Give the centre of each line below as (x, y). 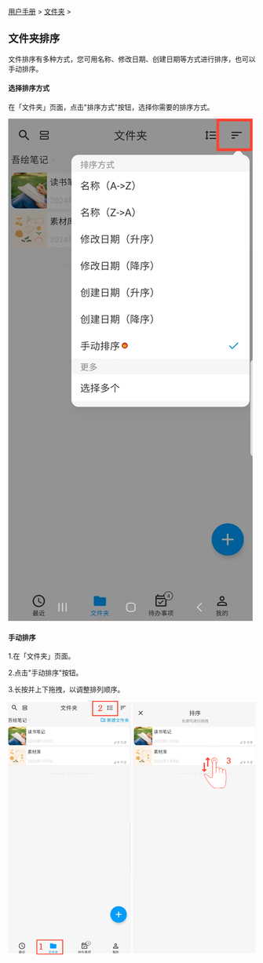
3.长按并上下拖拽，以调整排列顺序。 (66, 690)
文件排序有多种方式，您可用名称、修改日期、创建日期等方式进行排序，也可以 (132, 59)
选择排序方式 (29, 88)
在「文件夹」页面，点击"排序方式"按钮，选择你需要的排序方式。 (111, 108)
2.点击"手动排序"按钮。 (46, 673)
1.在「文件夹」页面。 (42, 656)
